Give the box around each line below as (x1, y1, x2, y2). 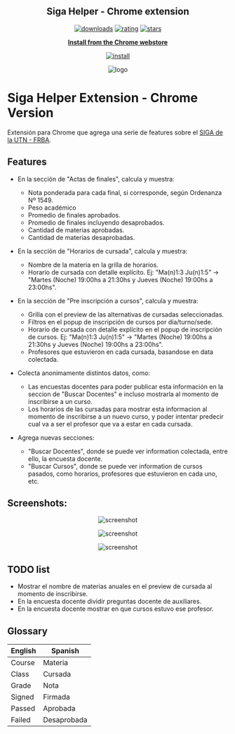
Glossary (7, 625, 48, 637)
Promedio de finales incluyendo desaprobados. (27, 218, 165, 227)
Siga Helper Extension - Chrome (7, 90, 199, 106)
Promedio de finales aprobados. (27, 210, 121, 219)
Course (11, 658, 35, 667)
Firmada (43, 692, 70, 702)
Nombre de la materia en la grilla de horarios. (27, 260, 159, 269)
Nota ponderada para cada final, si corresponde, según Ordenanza (27, 188, 222, 196)
